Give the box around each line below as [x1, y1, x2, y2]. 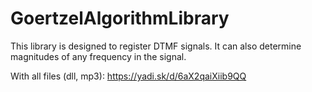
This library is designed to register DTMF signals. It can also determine [10, 40, 302, 52]
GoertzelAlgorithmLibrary [10, 7, 230, 30]
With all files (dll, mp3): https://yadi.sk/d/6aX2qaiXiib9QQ [10, 70, 247, 82]
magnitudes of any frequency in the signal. [10, 50, 187, 62]
